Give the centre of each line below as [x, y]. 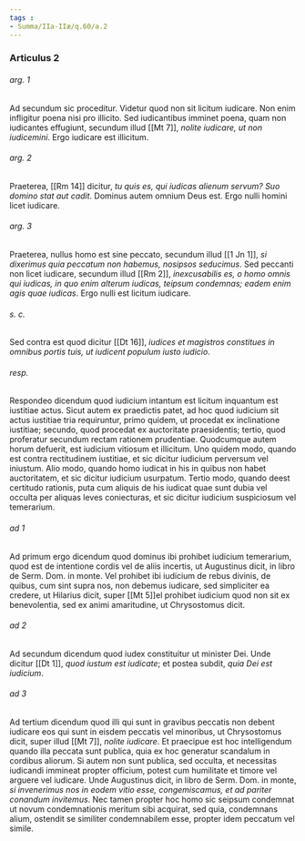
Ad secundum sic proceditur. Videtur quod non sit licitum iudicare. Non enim [152, 108]
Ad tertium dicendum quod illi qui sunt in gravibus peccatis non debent [142, 722]
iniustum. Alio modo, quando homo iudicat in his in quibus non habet [138, 469]
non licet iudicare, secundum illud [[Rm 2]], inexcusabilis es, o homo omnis [150, 274]
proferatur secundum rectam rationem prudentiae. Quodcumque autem [143, 440]
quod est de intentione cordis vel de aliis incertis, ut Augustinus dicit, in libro [152, 566]
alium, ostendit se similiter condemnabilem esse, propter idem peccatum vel [152, 819]
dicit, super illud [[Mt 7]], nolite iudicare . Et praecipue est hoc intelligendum [151, 742]
